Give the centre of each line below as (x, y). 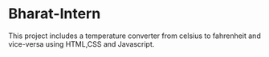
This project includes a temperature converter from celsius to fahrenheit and (134, 36)
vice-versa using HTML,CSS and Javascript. (82, 44)
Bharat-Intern (55, 14)
